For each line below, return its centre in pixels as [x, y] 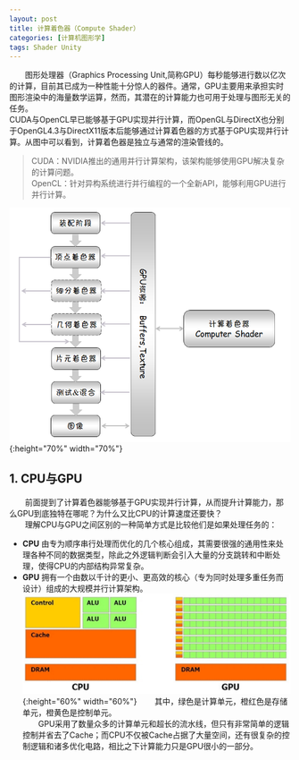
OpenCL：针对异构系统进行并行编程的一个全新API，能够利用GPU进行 [158, 184]
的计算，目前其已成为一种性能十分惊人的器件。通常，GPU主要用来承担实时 [146, 86]
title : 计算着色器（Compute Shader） [75, 28]
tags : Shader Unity [46, 47]
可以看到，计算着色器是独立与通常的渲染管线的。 [138, 142]
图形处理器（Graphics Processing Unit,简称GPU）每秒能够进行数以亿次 [155, 75]
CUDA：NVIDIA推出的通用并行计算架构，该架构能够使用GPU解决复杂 [158, 161]
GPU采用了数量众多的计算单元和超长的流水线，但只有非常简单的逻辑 [164, 723]
